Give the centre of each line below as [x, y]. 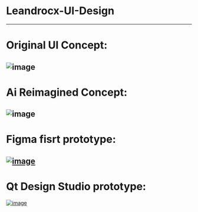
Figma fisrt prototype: [61, 139]
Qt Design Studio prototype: [76, 186]
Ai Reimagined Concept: [67, 92]
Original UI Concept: [57, 45]
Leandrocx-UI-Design [60, 11]
